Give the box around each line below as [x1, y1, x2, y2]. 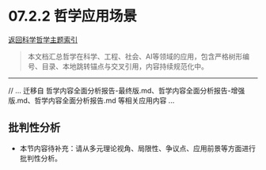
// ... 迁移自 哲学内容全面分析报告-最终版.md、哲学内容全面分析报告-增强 [8, 85, 245, 95]
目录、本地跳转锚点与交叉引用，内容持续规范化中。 [41, 61, 208, 71]
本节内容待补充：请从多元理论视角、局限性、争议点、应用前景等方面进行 [19, 143, 256, 153]
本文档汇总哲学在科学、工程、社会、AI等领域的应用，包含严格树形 [27, 51, 243, 61]
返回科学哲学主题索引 [8, 35, 78, 44]
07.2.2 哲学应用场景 [8, 7, 137, 25]
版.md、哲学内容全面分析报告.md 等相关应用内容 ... [8, 96, 175, 105]
